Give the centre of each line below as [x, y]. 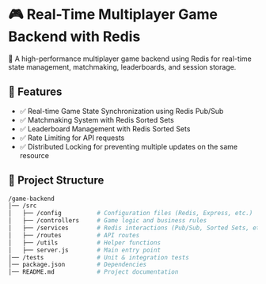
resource [34, 155]
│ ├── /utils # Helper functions [84, 242]
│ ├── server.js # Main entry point [84, 250]
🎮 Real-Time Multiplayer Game [113, 15]
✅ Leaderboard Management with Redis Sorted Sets [105, 129]
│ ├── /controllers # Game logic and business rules [108, 221]
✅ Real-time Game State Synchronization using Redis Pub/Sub [122, 111]
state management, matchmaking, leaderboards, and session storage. [122, 66]
